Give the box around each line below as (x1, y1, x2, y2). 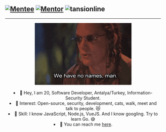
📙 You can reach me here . (60, 121, 113, 127)
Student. (83, 95, 101, 101)
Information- (127, 89, 153, 95)
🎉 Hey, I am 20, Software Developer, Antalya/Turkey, (19, 89, 126, 95)
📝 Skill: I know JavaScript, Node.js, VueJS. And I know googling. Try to (14, 111, 158, 117)
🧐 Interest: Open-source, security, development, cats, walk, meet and (15, 100, 157, 106)
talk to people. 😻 (65, 105, 101, 111)
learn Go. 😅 (71, 116, 95, 122)
